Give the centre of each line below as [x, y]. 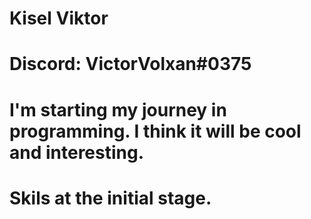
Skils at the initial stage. [110, 198]
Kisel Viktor [59, 18]
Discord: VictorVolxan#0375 [130, 64]
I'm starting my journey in [118, 109]
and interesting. [77, 152]
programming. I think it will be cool [155, 131]
